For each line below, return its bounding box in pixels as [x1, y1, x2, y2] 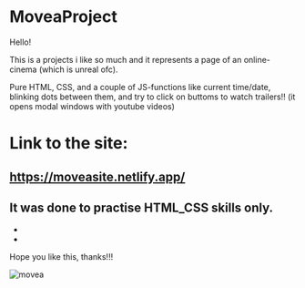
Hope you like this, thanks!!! [9, 252, 114, 262]
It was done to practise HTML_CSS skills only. [9, 200, 274, 215]
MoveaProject [9, 6, 118, 27]
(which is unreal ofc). [38, 64, 118, 75]
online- [243, 54, 271, 65]
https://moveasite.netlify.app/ [9, 169, 186, 184]
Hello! [9, 36, 32, 47]
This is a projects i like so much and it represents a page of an [9, 54, 242, 65]
